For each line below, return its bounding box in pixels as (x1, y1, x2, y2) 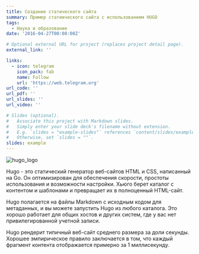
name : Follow (17, 74, 49, 80)
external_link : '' (6, 47, 52, 53)
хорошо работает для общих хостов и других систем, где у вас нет (6, 211, 176, 218)
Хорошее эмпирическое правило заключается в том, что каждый (6, 235, 173, 242)
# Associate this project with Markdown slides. (6, 118, 134, 124)
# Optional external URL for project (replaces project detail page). (6, 42, 184, 47)
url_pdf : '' (6, 91, 36, 97)
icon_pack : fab (17, 69, 54, 75)
